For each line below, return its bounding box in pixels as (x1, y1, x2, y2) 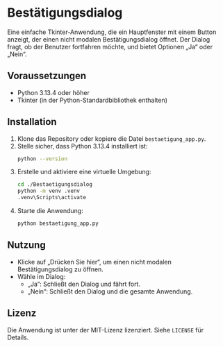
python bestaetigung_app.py (17, 220, 99, 227)
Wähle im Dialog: (17, 272, 66, 280)
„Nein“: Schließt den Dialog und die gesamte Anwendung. (27, 287, 193, 296)
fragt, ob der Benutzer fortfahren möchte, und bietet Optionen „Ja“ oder (7, 42, 213, 51)
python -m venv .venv (17, 187, 80, 195)
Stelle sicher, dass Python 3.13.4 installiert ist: (17, 142, 148, 150)
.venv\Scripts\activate (17, 194, 87, 201)
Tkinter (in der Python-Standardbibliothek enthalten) (17, 96, 168, 104)
